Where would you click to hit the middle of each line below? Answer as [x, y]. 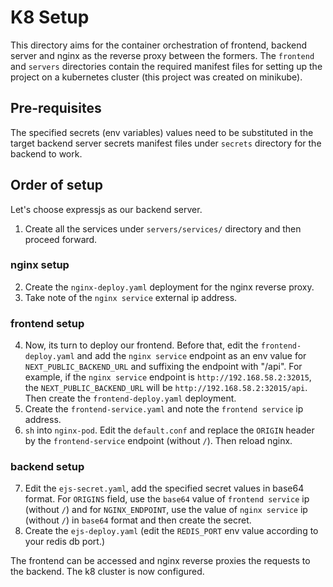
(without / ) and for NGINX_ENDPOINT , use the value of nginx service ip [166, 510]
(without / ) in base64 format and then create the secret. [138, 520]
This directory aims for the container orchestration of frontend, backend [159, 45]
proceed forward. [61, 239]
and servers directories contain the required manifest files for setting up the [166, 66]
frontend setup [47, 323]
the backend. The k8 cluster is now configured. [107, 572]
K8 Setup [50, 17]
